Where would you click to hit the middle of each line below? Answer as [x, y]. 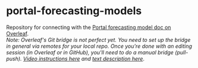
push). [14, 59]
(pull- [182, 52]
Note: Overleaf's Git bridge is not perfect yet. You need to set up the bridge [98, 40]
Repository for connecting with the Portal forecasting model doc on [89, 27]
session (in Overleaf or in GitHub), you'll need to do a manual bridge [90, 52]
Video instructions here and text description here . [84, 59]
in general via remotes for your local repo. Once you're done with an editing [99, 46]
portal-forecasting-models [74, 11]
